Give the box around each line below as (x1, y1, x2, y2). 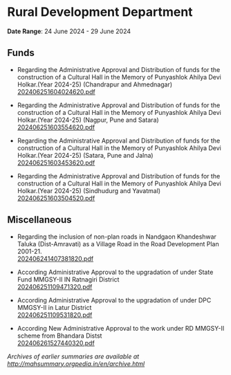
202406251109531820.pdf (17, 311, 93, 319)
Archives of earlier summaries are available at (7, 352, 140, 360)
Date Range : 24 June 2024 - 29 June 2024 (7, 27, 131, 35)
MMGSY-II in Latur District (17, 303, 92, 311)
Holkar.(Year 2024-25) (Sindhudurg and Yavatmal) (17, 186, 161, 194)
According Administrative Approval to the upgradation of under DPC (17, 295, 212, 304)
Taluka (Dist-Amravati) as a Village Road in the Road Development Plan (17, 239, 219, 248)
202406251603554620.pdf (17, 122, 95, 131)
